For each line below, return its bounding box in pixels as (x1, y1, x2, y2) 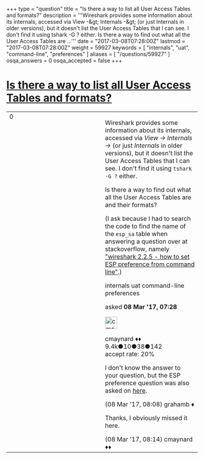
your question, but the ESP (105, 371, 181, 379)
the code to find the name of (105, 222, 186, 230)
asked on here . (105, 386, 148, 394)
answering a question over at (105, 237, 188, 245)
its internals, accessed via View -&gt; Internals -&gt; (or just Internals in (6, 18, 184, 25)
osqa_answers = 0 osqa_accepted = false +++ (6, 57, 123, 64)
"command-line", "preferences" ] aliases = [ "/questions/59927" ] (6, 51, 170, 57)
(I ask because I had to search (105, 214, 191, 223)
